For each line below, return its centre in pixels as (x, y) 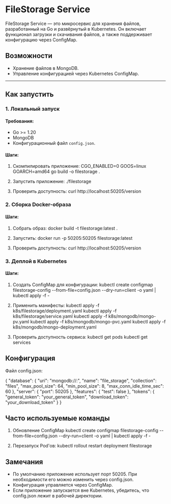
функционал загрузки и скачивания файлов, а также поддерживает (79, 34)
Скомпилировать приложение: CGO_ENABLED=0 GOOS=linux (79, 166)
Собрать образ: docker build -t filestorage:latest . (65, 228)
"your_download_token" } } (34, 402)
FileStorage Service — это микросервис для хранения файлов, (73, 23)
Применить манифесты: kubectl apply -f (56, 305)
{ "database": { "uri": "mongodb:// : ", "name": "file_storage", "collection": (81, 381)
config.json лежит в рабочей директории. (58, 496)
